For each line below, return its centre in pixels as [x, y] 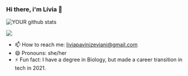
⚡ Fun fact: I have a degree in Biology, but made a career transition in [98, 60]
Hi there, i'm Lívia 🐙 [34, 9]
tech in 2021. [30, 68]
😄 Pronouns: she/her [40, 53]
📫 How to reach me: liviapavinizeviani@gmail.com [76, 45]
